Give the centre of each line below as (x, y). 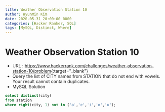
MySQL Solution (29, 87)
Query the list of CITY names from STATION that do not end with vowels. (86, 76)
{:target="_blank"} (70, 71)
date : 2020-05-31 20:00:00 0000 (38, 19)
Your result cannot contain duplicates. (51, 82)
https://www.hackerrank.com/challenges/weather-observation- (89, 66)
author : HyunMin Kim (26, 14)
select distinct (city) (28, 96)
